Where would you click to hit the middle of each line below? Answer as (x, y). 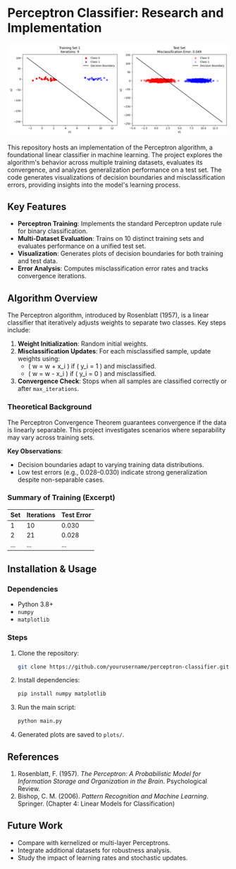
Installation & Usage (52, 569)
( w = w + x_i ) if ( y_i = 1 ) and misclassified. (92, 366)
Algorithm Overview (52, 298)
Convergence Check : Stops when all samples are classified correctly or (122, 381)
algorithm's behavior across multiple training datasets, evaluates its (105, 162)
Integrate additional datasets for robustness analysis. (94, 850)
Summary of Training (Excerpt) (61, 498)
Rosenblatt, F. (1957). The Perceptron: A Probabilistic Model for (109, 774)
